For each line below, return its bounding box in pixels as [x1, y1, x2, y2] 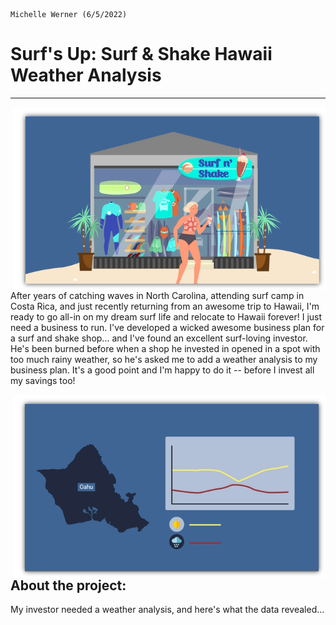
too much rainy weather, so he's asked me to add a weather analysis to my [10, 353, 318, 365]
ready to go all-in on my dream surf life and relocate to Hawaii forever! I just [10, 310, 323, 323]
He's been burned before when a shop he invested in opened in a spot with [10, 342, 321, 354]
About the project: [10, 577, 127, 594]
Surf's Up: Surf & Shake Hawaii [10, 43, 273, 66]
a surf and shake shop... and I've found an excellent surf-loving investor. [10, 332, 308, 344]
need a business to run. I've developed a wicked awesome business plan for [10, 321, 325, 333]
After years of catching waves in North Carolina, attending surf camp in [10, 289, 305, 301]
